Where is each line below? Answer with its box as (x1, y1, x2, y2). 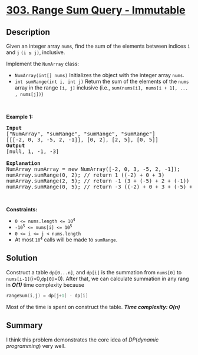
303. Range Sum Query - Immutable (6, 4, 186, 17)
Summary (6, 320, 43, 330)
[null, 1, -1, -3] (6, 148, 60, 155)
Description (6, 27, 50, 37)
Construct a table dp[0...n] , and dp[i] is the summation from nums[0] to (6, 268, 182, 276)
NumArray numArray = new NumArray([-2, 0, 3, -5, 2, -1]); (6, 166, 181, 172)
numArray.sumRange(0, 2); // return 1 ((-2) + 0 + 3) (6, 172, 165, 178)
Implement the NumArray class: (6, 60, 80, 67)
